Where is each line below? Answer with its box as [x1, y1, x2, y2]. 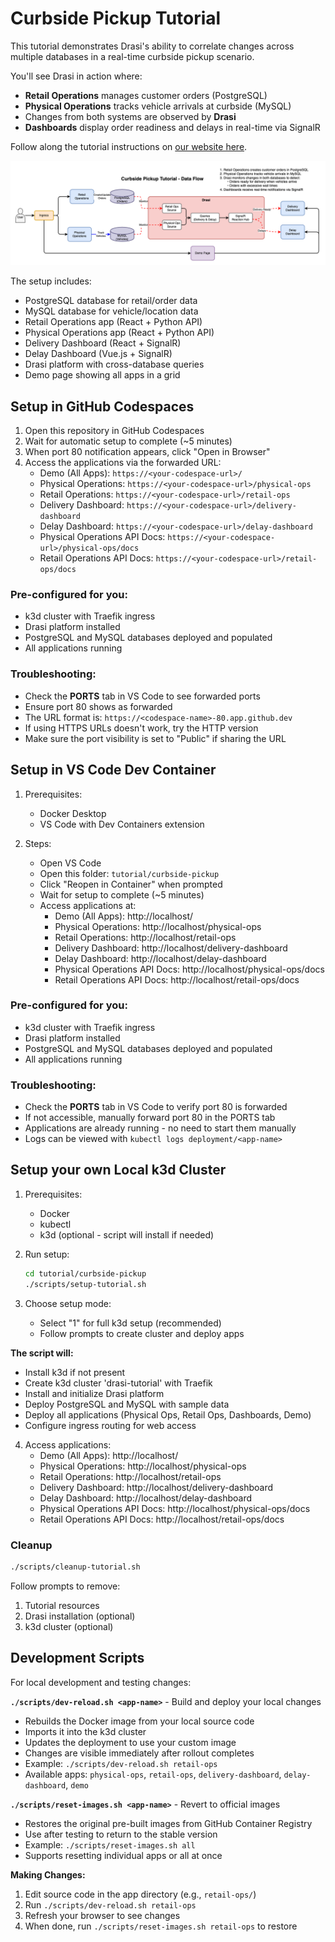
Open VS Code [39, 857, 102, 869]
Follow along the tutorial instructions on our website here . [10, 140, 248, 152]
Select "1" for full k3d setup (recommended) [39, 1317, 222, 1329]
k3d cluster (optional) [24, 1620, 114, 1632]
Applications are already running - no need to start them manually [24, 1122, 297, 1134]
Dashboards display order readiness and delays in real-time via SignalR [24, 121, 321, 133]
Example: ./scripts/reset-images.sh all [24, 1838, 196, 1851]
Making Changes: [10, 1868, 86, 1881]
